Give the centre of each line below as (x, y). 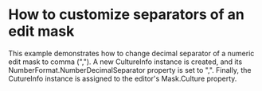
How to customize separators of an (126, 15)
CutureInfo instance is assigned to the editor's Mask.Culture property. (123, 78)
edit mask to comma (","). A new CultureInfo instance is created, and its (125, 62)
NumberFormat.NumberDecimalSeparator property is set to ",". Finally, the (130, 70)
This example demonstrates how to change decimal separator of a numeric (131, 53)
